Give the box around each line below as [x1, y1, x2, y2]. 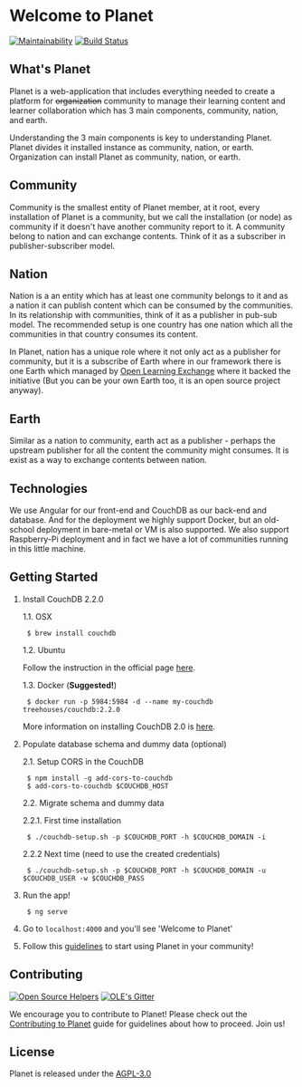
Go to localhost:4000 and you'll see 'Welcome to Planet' [22, 923, 233, 934]
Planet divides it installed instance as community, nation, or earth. [9, 141, 255, 152]
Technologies [9, 481, 89, 496]
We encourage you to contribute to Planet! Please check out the [9, 1008, 248, 1019]
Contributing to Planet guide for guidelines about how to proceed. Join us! [9, 1018, 286, 1029]
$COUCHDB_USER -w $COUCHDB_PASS [22, 873, 145, 883]
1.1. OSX [22, 611, 52, 621]
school [9, 524, 34, 534]
